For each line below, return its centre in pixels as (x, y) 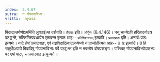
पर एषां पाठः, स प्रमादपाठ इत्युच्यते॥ (31, 54)
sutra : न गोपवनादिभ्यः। (25, 14)
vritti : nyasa (20, 18)
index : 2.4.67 (20, 9)
